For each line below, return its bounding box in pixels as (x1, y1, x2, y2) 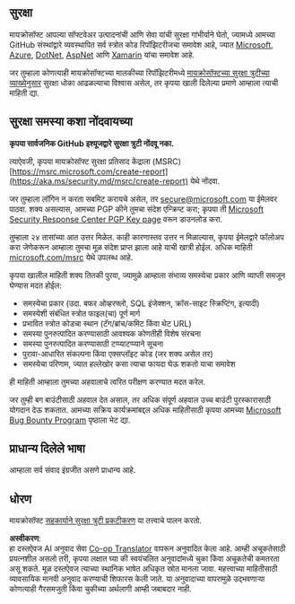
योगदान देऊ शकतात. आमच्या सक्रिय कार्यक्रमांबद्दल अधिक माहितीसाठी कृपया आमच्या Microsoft (9, 404, 282, 415)
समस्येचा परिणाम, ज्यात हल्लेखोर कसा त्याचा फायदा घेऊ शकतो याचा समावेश (22, 358, 236, 369)
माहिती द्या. (9, 87, 40, 98)
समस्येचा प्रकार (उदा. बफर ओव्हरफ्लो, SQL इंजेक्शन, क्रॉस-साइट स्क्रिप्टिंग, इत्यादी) (22, 298, 260, 309)
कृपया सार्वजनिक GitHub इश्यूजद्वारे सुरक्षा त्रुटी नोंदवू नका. (9, 137, 175, 149)
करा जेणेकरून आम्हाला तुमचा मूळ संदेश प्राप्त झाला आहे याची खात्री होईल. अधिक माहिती (9, 241, 253, 252)
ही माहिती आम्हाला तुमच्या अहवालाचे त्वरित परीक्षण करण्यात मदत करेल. (9, 376, 206, 387)
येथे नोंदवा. (189, 175, 221, 186)
